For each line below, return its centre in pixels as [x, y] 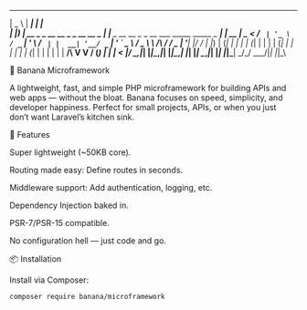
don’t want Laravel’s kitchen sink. [72, 117]
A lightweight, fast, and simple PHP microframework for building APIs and [148, 88]
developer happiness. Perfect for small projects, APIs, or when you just [143, 107]
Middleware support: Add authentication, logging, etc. [111, 187]
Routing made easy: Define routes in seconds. [96, 170]
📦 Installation [36, 259]
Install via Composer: [49, 280]
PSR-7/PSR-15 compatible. [59, 223]
